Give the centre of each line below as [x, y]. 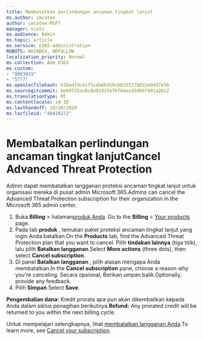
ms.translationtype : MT [36, 96]
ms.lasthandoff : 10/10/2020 [42, 108]
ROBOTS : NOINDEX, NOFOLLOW [40, 52]
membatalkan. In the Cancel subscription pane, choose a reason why [102, 268]
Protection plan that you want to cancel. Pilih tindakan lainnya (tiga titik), [106, 242]
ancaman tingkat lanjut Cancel [83, 156]
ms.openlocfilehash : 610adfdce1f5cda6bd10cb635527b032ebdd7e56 [88, 85]
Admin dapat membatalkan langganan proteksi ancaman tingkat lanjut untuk [101, 186]
